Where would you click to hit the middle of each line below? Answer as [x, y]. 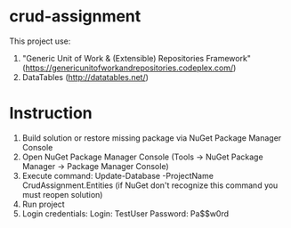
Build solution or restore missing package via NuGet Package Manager [152, 138]
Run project [43, 204]
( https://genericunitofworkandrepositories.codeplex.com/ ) [129, 68]
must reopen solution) [62, 194]
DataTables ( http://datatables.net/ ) [85, 77]
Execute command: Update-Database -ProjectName [117, 175]
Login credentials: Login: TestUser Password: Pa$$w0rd [125, 213]
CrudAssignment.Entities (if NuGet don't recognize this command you [150, 185]
